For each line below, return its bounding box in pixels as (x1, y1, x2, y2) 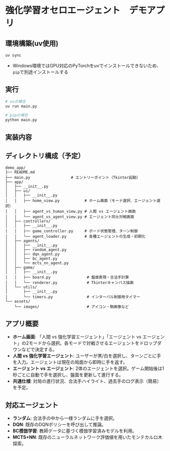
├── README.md (5, 170, 35, 175)
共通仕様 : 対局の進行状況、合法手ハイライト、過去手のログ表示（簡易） (12, 378, 162, 384)
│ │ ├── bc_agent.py (5, 256, 58, 261)
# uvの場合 (5, 99, 26, 104)
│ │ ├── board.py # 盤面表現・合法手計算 (5, 275, 129, 280)
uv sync (5, 53, 22, 58)
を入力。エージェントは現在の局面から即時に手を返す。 (12, 359, 128, 365)
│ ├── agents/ (5, 239, 39, 244)
